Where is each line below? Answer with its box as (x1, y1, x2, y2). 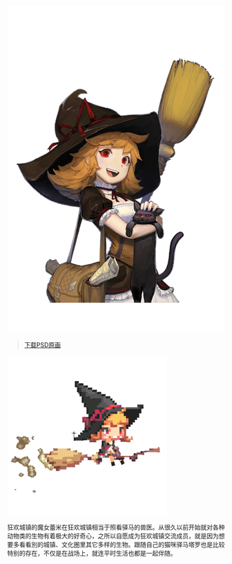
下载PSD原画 (23, 341, 61, 349)
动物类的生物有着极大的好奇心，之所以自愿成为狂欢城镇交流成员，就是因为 (7, 532, 219, 540)
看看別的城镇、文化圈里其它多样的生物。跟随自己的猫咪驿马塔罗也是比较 (19, 540, 225, 549)
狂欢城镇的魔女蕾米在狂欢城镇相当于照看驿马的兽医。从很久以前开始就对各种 (7, 523, 225, 531)
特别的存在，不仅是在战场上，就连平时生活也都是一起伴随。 (7, 549, 177, 558)
